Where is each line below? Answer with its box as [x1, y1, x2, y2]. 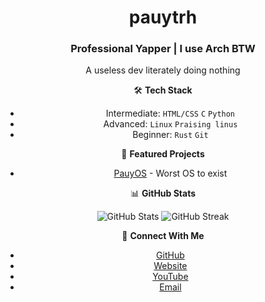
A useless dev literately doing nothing [85, 64, 241, 76]
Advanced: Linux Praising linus [103, 118, 238, 130]
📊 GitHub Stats [129, 187, 197, 200]
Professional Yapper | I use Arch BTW [70, 42, 256, 56]
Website [153, 260, 188, 272]
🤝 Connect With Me [121, 230, 205, 242]
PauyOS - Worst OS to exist [113, 167, 228, 180]
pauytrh [128, 6, 198, 29]
